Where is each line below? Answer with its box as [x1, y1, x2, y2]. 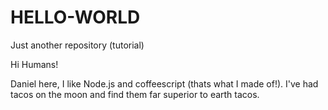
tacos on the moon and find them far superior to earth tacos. [10, 88, 260, 100]
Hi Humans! [10, 58, 59, 70]
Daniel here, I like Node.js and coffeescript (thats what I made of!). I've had [10, 77, 319, 90]
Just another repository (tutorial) [10, 39, 145, 51]
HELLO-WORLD [10, 6, 141, 29]
